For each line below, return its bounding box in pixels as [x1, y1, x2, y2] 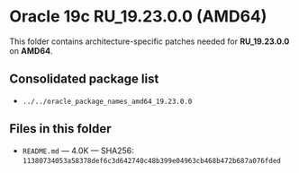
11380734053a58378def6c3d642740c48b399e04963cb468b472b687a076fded [22, 156, 281, 165]
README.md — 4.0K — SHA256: [22, 145, 135, 156]
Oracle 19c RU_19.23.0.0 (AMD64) [9, 6, 267, 27]
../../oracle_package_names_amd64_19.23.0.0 [22, 97, 193, 106]
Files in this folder [9, 121, 112, 136]
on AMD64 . [9, 45, 53, 56]
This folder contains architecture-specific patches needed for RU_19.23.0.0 [9, 36, 290, 47]
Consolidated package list [9, 72, 159, 87]
